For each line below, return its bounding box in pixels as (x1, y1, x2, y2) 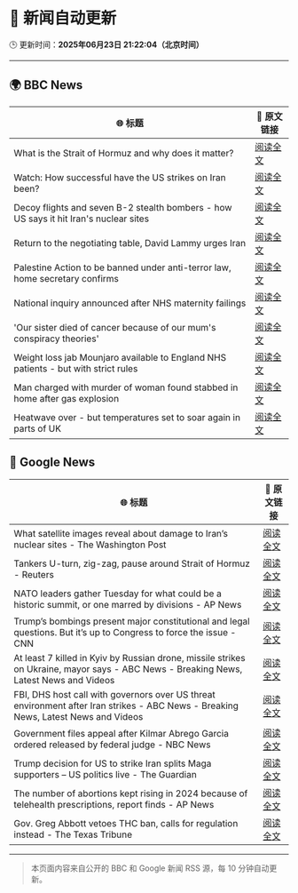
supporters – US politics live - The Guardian (13, 768, 197, 780)
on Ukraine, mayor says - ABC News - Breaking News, (13, 663, 243, 675)
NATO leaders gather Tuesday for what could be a (13, 587, 222, 600)
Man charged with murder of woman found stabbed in (13, 381, 239, 394)
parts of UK (13, 422, 62, 435)
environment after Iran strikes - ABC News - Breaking (13, 699, 239, 712)
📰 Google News (9, 455, 96, 470)
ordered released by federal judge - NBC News (13, 738, 211, 751)
